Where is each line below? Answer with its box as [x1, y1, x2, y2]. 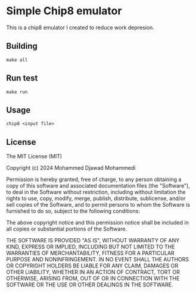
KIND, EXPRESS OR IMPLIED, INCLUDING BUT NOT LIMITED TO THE [6, 243, 175, 251]
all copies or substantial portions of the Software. [6, 225, 127, 233]
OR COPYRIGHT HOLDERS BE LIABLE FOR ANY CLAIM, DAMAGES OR [6, 262, 179, 269]
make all [6, 57, 28, 63]
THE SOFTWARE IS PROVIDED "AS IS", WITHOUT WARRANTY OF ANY [6, 237, 180, 244]
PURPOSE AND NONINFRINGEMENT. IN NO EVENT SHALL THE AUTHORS [6, 256, 189, 263]
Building [6, 41, 38, 51]
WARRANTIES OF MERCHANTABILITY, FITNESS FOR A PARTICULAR [6, 250, 175, 257]
